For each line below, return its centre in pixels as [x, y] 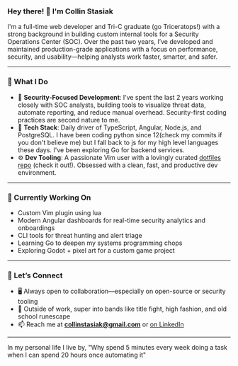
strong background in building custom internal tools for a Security [103, 34]
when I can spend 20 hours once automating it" [77, 355]
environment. [37, 172]
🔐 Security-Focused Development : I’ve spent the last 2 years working [120, 97]
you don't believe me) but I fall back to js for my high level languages [118, 142]
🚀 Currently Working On [49, 198]
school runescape [44, 316]
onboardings [36, 228]
